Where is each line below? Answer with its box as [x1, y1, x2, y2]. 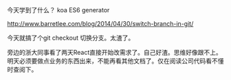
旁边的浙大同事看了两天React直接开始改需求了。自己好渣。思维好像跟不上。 [7, 49, 222, 56]
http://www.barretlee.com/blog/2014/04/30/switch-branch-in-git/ [7, 20, 194, 27]
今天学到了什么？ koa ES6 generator [7, 6, 110, 14]
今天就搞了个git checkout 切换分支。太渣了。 [7, 34, 135, 42]
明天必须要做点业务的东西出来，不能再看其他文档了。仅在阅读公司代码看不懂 [7, 57, 224, 65]
